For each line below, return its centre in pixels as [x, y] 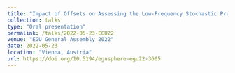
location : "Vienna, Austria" [50, 53]
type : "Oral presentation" [47, 26]
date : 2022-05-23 [33, 46]
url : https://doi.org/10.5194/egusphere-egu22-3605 [84, 59]
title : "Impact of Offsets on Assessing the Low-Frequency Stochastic [112, 14]
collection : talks [34, 20]
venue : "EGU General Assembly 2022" [60, 40]
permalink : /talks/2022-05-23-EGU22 [60, 33]
